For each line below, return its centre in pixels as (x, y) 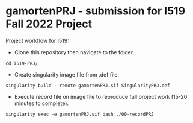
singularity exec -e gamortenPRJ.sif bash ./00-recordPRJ (80, 114)
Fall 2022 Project (49, 24)
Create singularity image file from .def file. (67, 74)
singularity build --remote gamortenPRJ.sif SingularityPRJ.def (88, 86)
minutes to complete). (41, 103)
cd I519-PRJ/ (22, 63)
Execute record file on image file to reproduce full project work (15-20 (101, 96)
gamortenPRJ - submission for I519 (96, 11)
